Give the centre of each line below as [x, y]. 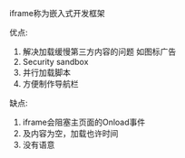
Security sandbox [55, 62]
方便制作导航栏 [50, 84]
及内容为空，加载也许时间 [70, 133]
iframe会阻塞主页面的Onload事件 [84, 122]
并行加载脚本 [46, 72]
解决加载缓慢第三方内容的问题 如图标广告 [99, 51]
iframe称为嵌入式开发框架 [58, 13]
